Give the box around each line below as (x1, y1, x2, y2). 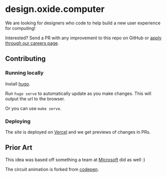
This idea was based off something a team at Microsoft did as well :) (5, 157, 146, 163)
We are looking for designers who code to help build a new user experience (5, 20, 161, 26)
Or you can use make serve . (5, 105, 61, 111)
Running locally (5, 70, 44, 77)
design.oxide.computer (5, 3, 105, 15)
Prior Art (5, 143, 32, 152)
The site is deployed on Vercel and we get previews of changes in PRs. (5, 129, 151, 135)
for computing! (5, 25, 36, 31)
